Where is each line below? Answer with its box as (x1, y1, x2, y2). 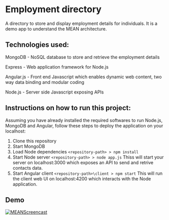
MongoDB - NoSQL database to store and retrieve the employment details (5, 54, 160, 60)
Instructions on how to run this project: (5, 104, 131, 112)
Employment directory (5, 4, 102, 15)
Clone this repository (12, 138, 57, 144)
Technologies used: (5, 41, 70, 49)
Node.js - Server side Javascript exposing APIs (5, 89, 104, 95)
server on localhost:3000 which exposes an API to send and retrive (12, 159, 154, 166)
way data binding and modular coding (5, 79, 85, 85)
